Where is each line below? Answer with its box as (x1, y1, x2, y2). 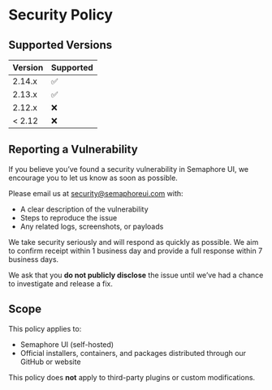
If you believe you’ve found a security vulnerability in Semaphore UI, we (8, 164, 249, 174)
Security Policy (8, 6, 114, 24)
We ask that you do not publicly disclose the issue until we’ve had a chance (8, 270, 264, 280)
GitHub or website (19, 357, 81, 366)
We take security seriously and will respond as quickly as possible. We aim (8, 237, 259, 246)
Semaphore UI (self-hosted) (19, 339, 114, 349)
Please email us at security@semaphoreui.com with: (8, 188, 184, 198)
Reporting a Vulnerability (8, 143, 138, 156)
